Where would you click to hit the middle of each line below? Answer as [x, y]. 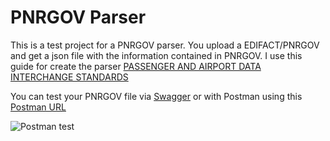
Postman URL [38, 107]
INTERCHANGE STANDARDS [69, 77]
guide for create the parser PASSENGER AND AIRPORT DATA [136, 66]
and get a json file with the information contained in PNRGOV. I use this [156, 55]
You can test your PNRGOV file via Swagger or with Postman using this [156, 96]
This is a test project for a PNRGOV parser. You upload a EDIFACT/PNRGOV [165, 45]
